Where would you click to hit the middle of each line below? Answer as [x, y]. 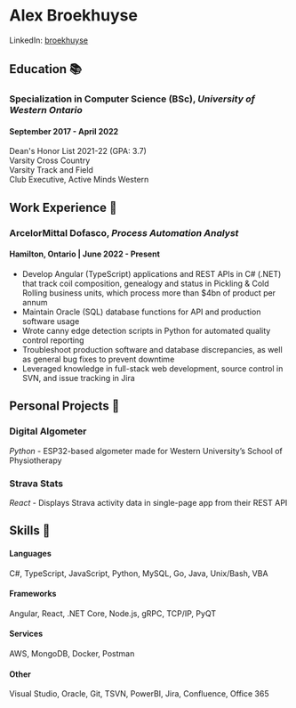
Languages [30, 553]
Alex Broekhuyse [73, 16]
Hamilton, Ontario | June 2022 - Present [84, 254]
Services [26, 634]
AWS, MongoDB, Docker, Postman [72, 653]
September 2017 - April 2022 [64, 131]
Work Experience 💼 [63, 207]
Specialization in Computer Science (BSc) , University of [132, 99]
